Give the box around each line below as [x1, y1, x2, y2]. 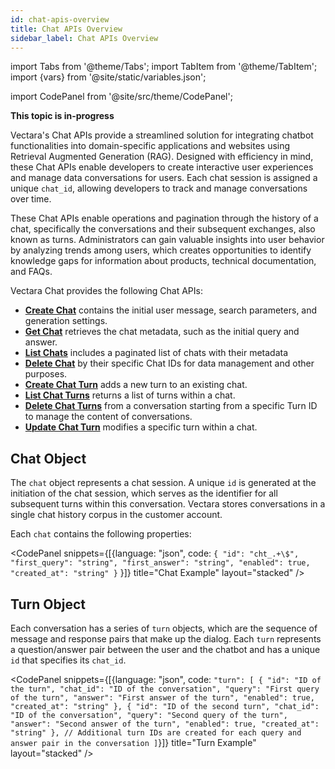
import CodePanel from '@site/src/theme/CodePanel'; [10, 91, 233, 103]
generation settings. [24, 315, 108, 327]
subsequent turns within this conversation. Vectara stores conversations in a [10, 498, 326, 510]
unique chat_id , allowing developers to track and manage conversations [10, 182, 308, 195]
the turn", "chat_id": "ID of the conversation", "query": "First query [10, 684, 320, 694]
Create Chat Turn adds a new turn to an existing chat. [24, 379, 248, 391]
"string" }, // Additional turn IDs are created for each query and [10, 728, 302, 738]
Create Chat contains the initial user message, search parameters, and [24, 304, 318, 316]
